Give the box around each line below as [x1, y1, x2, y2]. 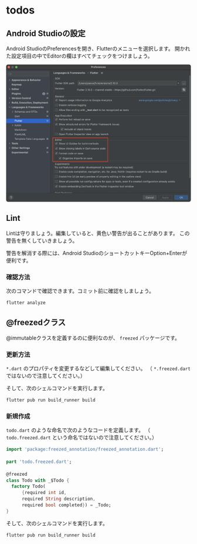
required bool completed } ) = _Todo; [21, 502, 111, 508]
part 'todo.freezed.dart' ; [6, 459, 72, 465]
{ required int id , [21, 490, 67, 496]
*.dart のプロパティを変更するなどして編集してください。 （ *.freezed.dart [6, 365, 191, 372]
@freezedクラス [6, 318, 66, 328]
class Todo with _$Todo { [6, 477, 69, 483]
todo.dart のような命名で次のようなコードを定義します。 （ [6, 427, 151, 434]
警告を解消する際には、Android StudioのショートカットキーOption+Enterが [6, 249, 188, 256]
